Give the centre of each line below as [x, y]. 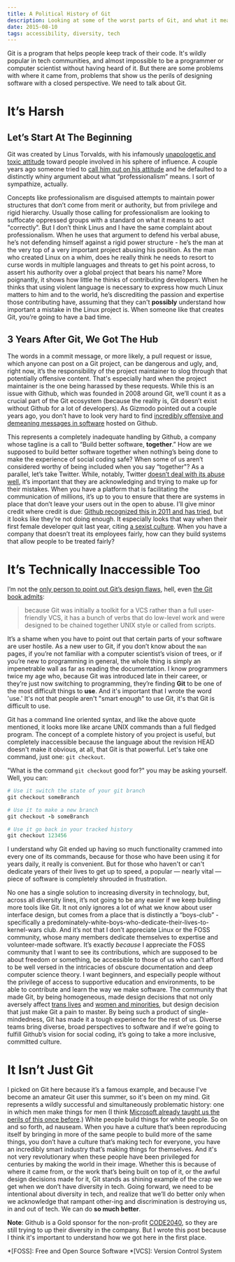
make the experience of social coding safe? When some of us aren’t [105, 459]
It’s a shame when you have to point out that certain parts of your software [115, 639]
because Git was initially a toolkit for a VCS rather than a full [111, 610]
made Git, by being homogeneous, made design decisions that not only [110, 997]
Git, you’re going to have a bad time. [59, 317]
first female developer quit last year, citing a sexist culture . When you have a [117, 527]
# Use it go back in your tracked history [70, 829]
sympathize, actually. [38, 184]
